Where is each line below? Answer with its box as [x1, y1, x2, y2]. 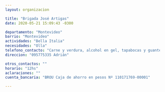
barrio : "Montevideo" [5, 34, 50, 39]
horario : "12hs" [5, 66, 38, 71]
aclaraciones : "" [5, 70, 41, 75]
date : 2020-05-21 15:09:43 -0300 [5, 21, 74, 26]
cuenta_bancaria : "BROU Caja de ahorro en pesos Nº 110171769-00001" [5, 75, 151, 80]
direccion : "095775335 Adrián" [5, 52, 69, 57]
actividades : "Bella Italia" [5, 39, 65, 44]
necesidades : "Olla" [5, 43, 48, 48]
